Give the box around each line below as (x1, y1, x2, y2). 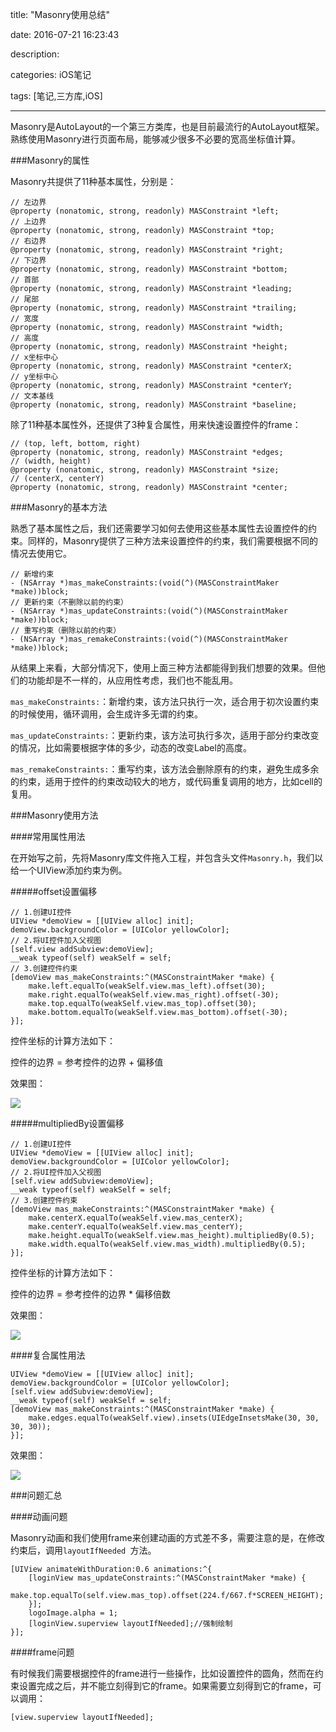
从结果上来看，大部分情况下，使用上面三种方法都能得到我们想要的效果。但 (10, 662, 317, 673)
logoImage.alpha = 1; (28, 1608, 118, 1618)
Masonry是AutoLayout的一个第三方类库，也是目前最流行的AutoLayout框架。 (10, 121, 325, 132)
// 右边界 (10, 236, 47, 246)
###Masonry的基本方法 (10, 501, 108, 513)
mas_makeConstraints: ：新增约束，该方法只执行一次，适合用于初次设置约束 (10, 696, 320, 707)
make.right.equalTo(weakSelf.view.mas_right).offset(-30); (28, 990, 280, 1000)
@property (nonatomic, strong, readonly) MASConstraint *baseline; (10, 400, 298, 410)
